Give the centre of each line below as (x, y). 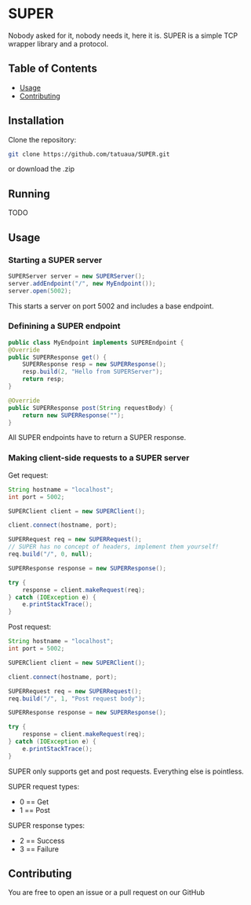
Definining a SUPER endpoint (64, 326)
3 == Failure (39, 849)
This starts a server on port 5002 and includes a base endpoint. (111, 306)
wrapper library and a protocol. (58, 43)
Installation (36, 121)
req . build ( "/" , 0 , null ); (50, 554)
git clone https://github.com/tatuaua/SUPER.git (89, 154)
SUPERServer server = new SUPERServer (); (77, 276)
